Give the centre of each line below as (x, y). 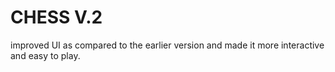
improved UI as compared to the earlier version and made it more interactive (167, 45)
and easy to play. (45, 55)
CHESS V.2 (56, 17)
